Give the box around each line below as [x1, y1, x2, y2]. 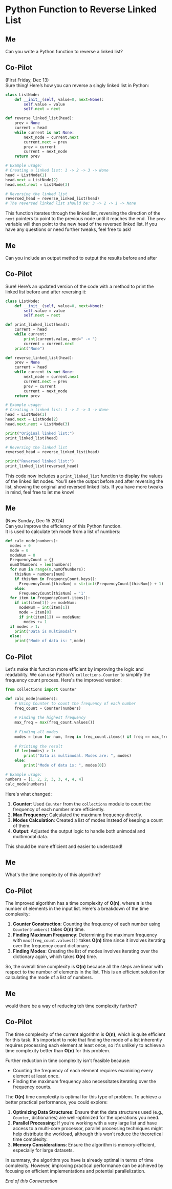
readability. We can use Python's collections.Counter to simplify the [5, 671, 150, 677]
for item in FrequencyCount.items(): [10, 596, 91, 601]
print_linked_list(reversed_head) [5, 463, 79, 469]
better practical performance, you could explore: [5, 1099, 108, 1105]
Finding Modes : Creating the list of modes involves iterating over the [12, 948, 158, 954]
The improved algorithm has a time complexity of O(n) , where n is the [5, 900, 153, 906]
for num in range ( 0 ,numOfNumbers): [10, 567, 86, 572]
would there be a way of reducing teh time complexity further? [5, 1003, 137, 1009]
